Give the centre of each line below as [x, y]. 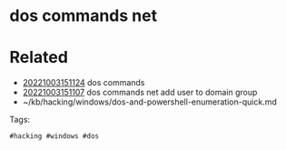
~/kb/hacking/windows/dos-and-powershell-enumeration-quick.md [149, 102]
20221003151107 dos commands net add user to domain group [140, 93]
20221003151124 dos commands [84, 83]
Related [39, 58]
